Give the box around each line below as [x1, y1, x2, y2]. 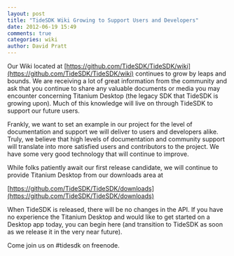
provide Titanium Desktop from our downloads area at [7, 171, 163, 179]
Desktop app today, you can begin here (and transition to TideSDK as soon [7, 220, 223, 228]
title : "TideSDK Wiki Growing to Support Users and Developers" [7, 17, 199, 24]
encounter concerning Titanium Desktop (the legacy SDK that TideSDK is [7, 92, 219, 100]
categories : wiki [7, 36, 58, 43]
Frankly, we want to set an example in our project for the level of [7, 120, 193, 128]
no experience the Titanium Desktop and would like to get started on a [7, 213, 210, 221]
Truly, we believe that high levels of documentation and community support [7, 135, 226, 143]
